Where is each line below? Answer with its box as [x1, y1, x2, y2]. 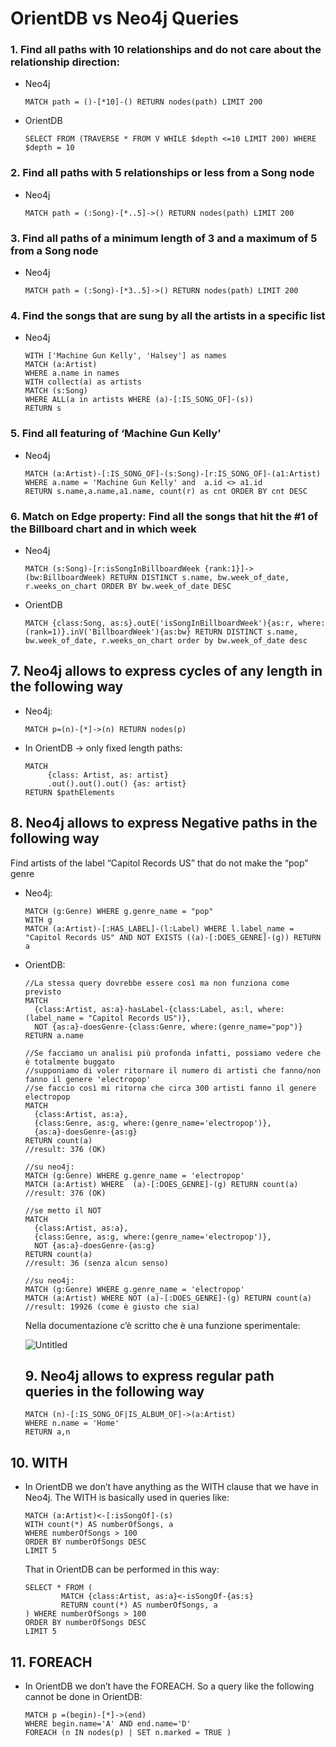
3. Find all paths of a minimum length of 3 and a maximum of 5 [10, 231, 318, 245]
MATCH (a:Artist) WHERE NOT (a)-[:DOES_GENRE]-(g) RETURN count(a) [24, 1293, 312, 1303]
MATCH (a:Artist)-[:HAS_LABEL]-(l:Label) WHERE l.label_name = [24, 923, 295, 934]
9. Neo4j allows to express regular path [24, 1367, 275, 1384]
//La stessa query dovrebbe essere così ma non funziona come [24, 978, 290, 988]
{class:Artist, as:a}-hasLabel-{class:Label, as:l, [34, 1004, 254, 1014]
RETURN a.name [24, 1030, 84, 1041]
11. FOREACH [10, 1653, 93, 1671]
